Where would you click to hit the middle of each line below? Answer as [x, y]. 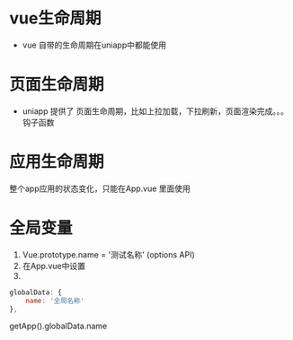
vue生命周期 [55, 18]
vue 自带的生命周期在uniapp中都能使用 [94, 45]
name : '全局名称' [55, 301]
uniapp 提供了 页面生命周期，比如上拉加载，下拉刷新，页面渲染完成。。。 [155, 111]
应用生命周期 [57, 162]
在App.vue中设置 [53, 266]
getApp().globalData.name [58, 326]
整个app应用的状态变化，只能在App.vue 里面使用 [100, 188]
